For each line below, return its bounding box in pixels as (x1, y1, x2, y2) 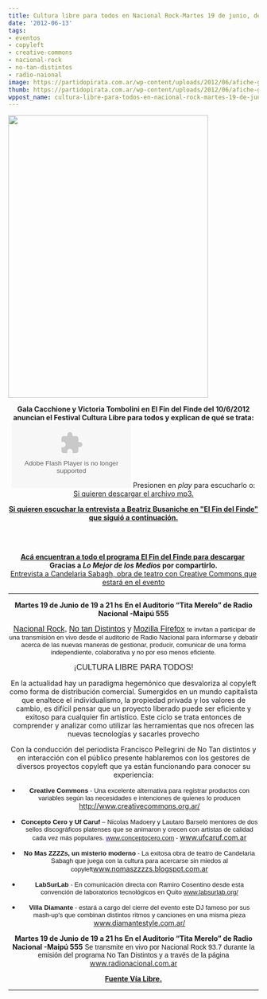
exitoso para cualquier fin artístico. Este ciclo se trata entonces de (25, 712, 242, 722)
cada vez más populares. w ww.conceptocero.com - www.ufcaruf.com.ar (32, 833, 247, 842)
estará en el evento (102, 578, 165, 587)
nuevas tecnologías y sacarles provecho (67, 729, 200, 739)
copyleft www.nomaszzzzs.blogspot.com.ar (70, 864, 209, 874)
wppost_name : (8, 93, 52, 101)
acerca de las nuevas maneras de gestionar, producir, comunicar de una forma (21, 641, 246, 650)
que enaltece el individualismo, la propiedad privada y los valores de (21, 696, 246, 705)
